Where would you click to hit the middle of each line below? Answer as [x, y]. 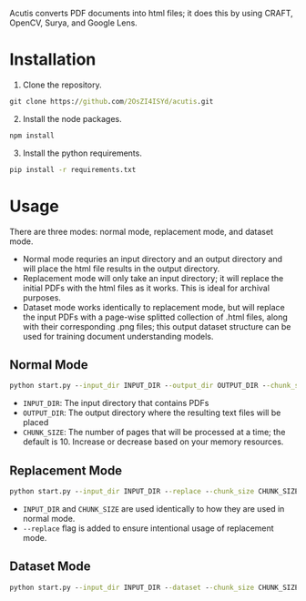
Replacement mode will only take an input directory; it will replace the [153, 278]
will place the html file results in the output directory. [121, 269]
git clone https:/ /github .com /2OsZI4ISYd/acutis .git [112, 101]
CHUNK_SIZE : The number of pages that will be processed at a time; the [154, 433]
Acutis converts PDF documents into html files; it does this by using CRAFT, [151, 13]
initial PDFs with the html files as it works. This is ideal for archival [146, 288]
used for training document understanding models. [118, 336]
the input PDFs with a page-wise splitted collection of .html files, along [155, 317]
